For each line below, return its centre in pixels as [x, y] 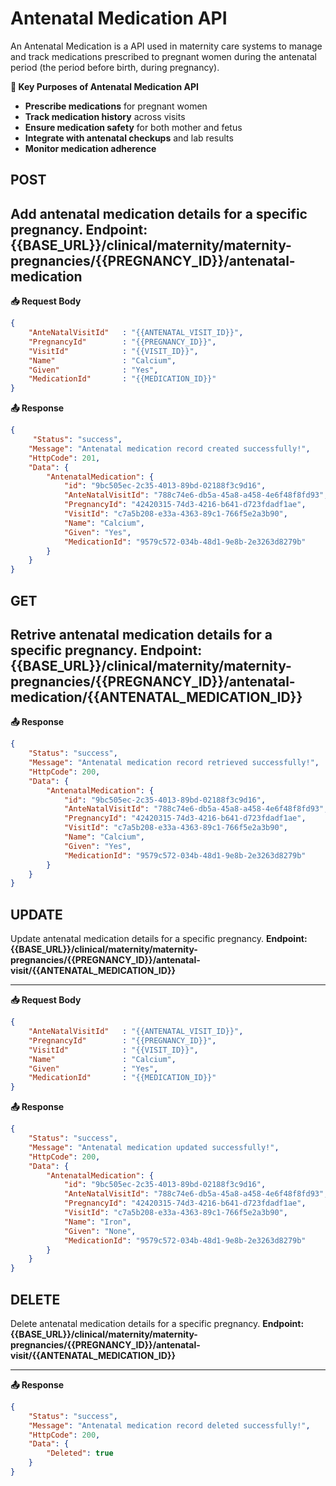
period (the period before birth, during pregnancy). [115, 67]
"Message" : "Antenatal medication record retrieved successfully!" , [174, 763]
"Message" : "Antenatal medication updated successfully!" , [154, 1147]
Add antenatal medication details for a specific [159, 213]
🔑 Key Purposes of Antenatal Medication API [104, 86]
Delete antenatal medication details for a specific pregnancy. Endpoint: [157, 1323]
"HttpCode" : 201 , [64, 458]
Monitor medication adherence [90, 148]
